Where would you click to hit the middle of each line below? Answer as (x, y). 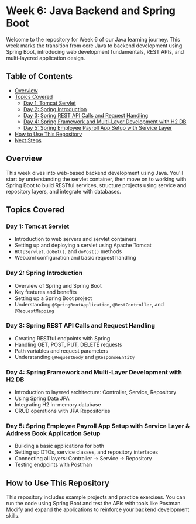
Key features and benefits (46, 292)
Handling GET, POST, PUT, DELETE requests (68, 344)
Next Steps (28, 140)
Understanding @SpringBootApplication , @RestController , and (89, 304)
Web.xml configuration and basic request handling (75, 258)
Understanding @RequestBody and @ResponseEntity (75, 357)
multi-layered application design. (46, 58)
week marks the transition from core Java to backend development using (94, 46)
